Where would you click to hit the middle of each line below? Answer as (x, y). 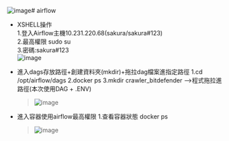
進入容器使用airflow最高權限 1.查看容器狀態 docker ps (92, 116)
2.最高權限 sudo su (44, 42)
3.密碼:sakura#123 (43, 50)
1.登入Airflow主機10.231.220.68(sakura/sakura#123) (90, 33)
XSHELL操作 (35, 25)
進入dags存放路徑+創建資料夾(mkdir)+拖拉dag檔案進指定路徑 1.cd (110, 72)
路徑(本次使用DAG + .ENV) (54, 89)
